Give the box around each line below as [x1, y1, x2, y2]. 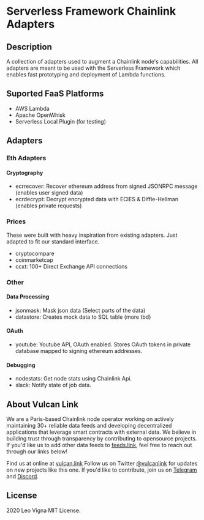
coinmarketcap [15, 256, 54, 264]
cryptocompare [15, 250, 55, 257]
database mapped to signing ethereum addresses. [15, 347, 143, 354]
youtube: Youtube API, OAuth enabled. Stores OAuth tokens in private [15, 341, 191, 348]
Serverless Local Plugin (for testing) [15, 117, 106, 125]
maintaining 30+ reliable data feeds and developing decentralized [6, 422, 172, 429]
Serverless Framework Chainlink [6, 4, 176, 18]
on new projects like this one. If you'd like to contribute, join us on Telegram [6, 466, 197, 474]
